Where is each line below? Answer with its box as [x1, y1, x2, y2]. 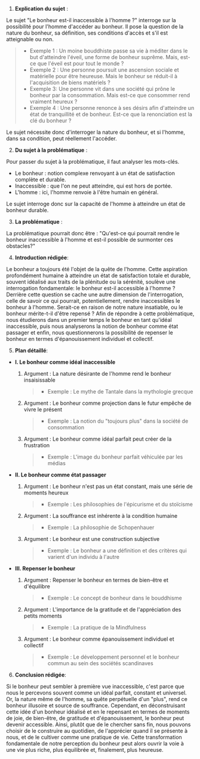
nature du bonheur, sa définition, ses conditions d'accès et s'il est [6, 29, 168, 36]
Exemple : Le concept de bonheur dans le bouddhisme [47, 594, 182, 601]
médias [47, 460, 66, 466]
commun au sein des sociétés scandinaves [47, 660, 153, 666]
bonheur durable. [6, 207, 49, 214]
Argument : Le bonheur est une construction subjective [23, 536, 160, 542]
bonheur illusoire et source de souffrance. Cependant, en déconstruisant [6, 702, 186, 709]
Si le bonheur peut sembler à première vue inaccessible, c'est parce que [6, 683, 184, 690]
